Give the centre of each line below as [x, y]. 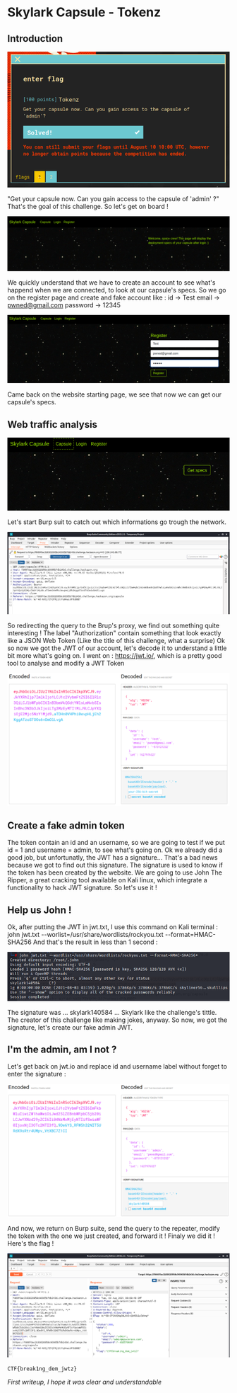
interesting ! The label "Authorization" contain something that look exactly [114, 633]
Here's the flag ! [31, 1243]
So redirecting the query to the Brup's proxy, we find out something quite [114, 625]
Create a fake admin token [66, 825]
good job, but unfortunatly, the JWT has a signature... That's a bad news [113, 858]
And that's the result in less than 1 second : [95, 942]
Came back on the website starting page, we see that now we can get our [115, 394]
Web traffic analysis [52, 425]
